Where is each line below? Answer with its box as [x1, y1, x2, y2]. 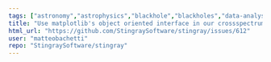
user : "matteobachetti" [8, 34, 89, 43]
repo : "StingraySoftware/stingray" [8, 42, 128, 50]
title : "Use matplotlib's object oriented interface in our [8, 19, 215, 27]
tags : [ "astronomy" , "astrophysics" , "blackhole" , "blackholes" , [8, 11, 222, 20]
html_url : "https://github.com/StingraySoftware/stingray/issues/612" [8, 27, 251, 35]
